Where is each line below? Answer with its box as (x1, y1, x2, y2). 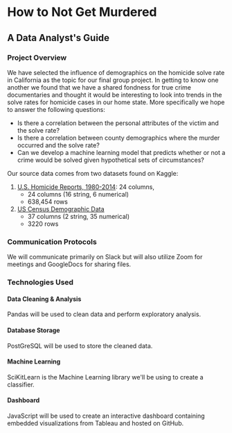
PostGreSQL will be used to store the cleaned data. (7, 341, 153, 350)
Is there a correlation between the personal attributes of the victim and (17, 119, 220, 127)
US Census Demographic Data (17, 204, 105, 213)
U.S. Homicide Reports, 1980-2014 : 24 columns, (17, 182, 154, 191)
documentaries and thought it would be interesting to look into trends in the (7, 90, 222, 99)
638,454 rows (27, 197, 68, 206)
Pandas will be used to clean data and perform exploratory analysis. (7, 310, 202, 318)
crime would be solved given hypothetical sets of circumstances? (17, 156, 204, 164)
